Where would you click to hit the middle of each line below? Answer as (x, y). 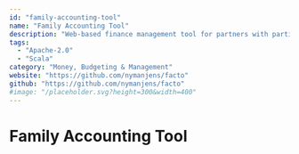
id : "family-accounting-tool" (65, 17)
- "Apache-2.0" (45, 51)
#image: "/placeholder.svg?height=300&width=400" (103, 92)
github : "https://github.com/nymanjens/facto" (97, 84)
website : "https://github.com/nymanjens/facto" (99, 76)
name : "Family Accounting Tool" (69, 26)
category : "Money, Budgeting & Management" (91, 68)
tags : (19, 42)
